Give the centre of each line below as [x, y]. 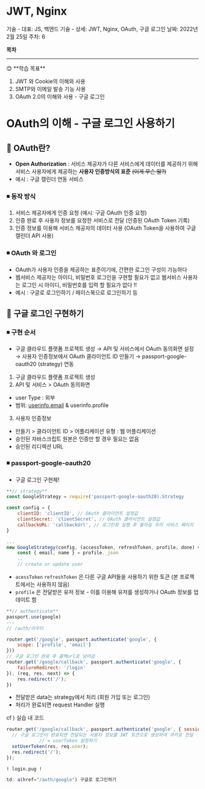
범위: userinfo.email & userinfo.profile [62, 405]
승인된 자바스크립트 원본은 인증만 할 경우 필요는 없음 [77, 439]
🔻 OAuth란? [28, 148]
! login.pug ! [24, 769]
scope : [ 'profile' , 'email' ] [54, 645]
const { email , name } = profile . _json [68, 553]
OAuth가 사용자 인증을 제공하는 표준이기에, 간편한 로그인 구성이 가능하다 [101, 270]
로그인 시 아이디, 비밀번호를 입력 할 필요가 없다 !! [79, 285]
